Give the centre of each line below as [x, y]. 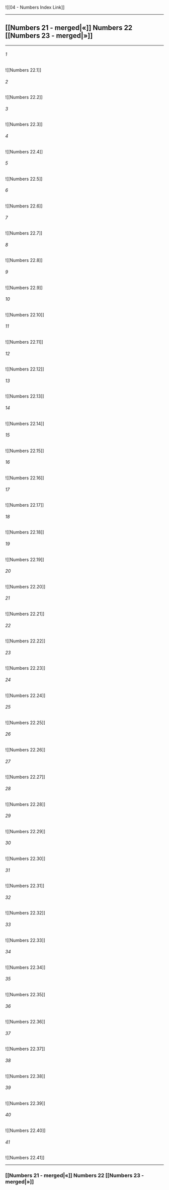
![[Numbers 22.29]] [25, 831]
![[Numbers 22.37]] [25, 1049]
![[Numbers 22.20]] [25, 586]
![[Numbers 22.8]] [24, 260]
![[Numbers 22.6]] [24, 206]
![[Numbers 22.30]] [25, 858]
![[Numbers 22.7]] [24, 233]
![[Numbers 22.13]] [25, 396]
